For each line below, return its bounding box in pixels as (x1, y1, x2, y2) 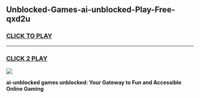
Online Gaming (6, 85, 44, 92)
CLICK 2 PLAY (6, 54, 48, 62)
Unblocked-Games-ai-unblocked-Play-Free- (6, 5, 176, 15)
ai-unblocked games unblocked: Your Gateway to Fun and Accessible (6, 78, 182, 86)
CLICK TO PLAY (6, 32, 52, 40)
